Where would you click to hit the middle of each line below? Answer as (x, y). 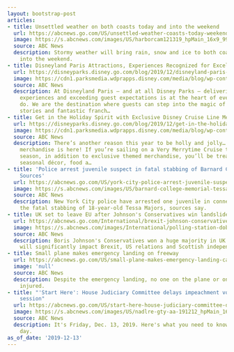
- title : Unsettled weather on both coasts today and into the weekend (113, 26)
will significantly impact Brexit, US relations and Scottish (112, 247)
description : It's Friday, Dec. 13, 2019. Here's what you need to (114, 325)
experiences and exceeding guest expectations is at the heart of (118, 98)
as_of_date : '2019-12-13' (45, 338)
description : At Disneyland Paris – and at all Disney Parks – (107, 91)
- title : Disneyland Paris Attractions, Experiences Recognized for (109, 66)
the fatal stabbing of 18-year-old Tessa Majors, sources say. (114, 208)
